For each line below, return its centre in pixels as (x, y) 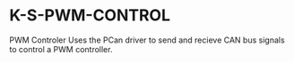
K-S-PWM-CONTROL (90, 15)
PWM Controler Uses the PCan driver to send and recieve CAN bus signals (147, 40)
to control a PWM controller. (61, 49)
